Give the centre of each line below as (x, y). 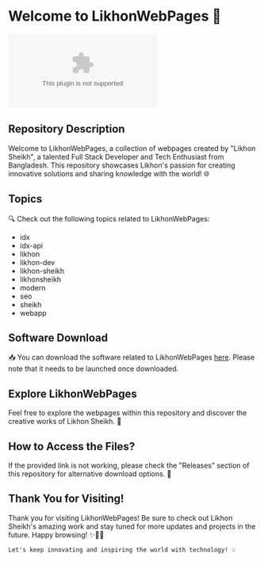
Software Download (58, 338)
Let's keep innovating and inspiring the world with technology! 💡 (122, 550)
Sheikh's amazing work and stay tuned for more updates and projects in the (132, 526)
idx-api (31, 245)
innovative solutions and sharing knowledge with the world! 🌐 (109, 173)
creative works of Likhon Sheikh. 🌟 (65, 421)
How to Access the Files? (72, 447)
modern (33, 287)
